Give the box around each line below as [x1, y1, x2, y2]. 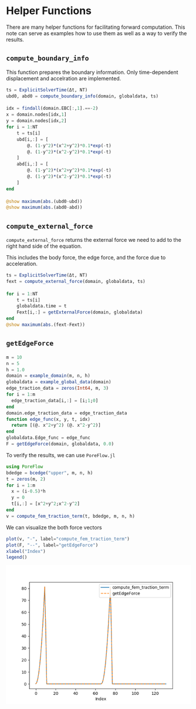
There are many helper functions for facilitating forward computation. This [6, 23, 185, 31]
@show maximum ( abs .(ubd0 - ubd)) [6, 198, 83, 204]
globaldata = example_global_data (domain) [6, 379, 111, 385]
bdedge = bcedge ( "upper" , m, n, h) [6, 470, 93, 476]
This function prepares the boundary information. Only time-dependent [6, 69, 178, 76]
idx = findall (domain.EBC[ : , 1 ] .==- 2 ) [6, 106, 99, 112]
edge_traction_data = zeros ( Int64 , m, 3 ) [6, 386, 109, 391]
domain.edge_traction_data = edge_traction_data [6, 410, 127, 416]
